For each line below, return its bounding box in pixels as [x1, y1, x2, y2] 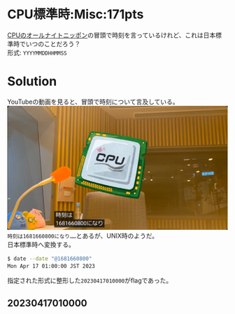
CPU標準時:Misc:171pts [7, 6, 144, 22]
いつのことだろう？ [25, 39, 81, 48]
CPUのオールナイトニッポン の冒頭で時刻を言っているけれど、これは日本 [7, 31, 216, 39]
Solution [7, 74, 57, 90]
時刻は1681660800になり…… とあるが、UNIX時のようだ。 [7, 232, 159, 240]
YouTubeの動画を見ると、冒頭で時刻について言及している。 [7, 97, 180, 106]
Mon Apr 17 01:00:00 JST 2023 [7, 263, 96, 270]
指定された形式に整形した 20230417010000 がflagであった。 [7, 276, 173, 285]
